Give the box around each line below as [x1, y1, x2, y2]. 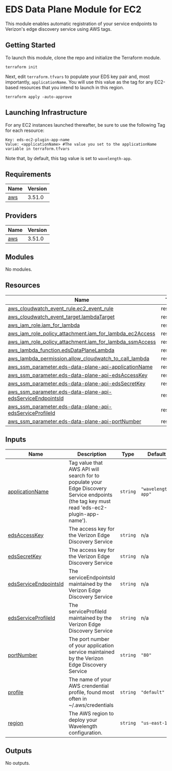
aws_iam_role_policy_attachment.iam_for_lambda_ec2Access [8, 330, 156, 337]
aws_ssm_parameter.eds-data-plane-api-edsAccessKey [8, 371, 148, 379]
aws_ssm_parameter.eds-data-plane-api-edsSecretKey [8, 380, 146, 387]
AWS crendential [68, 682, 109, 689]
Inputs [5, 435, 27, 444]
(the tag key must [68, 498, 111, 505]
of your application [68, 642, 114, 649]
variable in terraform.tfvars [5, 146, 70, 151]
